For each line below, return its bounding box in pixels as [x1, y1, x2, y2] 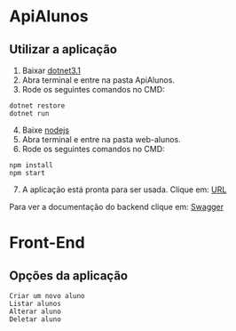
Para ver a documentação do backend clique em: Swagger [9, 202, 224, 212]
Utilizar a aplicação [9, 42, 118, 57]
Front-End [9, 233, 86, 253]
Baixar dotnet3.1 [21, 65, 82, 76]
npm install [9, 161, 53, 170]
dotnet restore [9, 101, 66, 110]
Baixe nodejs [21, 125, 69, 135]
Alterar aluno [9, 307, 62, 316]
